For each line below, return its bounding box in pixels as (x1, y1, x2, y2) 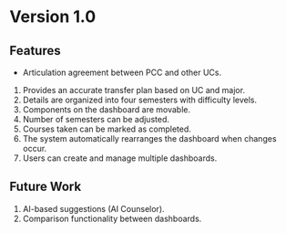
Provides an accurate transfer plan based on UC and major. (22, 85, 246, 95)
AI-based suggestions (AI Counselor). (22, 203, 166, 214)
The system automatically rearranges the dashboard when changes (22, 133, 277, 143)
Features (9, 43, 61, 58)
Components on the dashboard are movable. (22, 104, 191, 115)
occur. (22, 143, 47, 154)
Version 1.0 (9, 6, 97, 27)
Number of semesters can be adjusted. (22, 114, 170, 124)
